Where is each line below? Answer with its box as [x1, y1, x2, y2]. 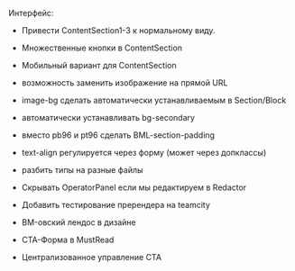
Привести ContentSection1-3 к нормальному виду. [21, 25, 216, 35]
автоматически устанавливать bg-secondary [21, 113, 196, 122]
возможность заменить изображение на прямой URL [21, 77, 228, 88]
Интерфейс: [8, 8, 54, 18]
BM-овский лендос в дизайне [21, 217, 136, 228]
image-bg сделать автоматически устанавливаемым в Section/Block [21, 95, 287, 105]
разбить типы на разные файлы [21, 165, 143, 175]
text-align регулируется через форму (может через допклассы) [21, 148, 267, 158]
